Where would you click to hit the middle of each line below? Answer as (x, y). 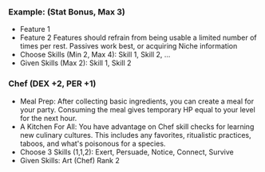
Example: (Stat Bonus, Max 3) (67, 12)
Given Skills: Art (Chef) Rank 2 (69, 160)
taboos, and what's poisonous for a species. (93, 143)
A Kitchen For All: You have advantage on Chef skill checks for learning (137, 127)
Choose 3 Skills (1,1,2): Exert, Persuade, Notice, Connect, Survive (127, 152)
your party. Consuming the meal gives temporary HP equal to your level (137, 109)
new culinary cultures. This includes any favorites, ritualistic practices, (135, 135)
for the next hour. (48, 118)
